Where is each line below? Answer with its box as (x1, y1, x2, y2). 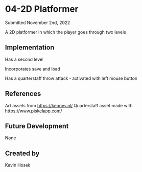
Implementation (5, 43, 55, 52)
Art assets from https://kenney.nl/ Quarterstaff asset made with (5, 102, 133, 108)
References (5, 90, 41, 98)
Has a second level (5, 56, 44, 62)
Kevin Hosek (5, 162, 31, 168)
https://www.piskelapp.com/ (5, 108, 62, 114)
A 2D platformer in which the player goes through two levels (5, 29, 126, 35)
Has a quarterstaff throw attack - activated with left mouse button (5, 75, 138, 81)
